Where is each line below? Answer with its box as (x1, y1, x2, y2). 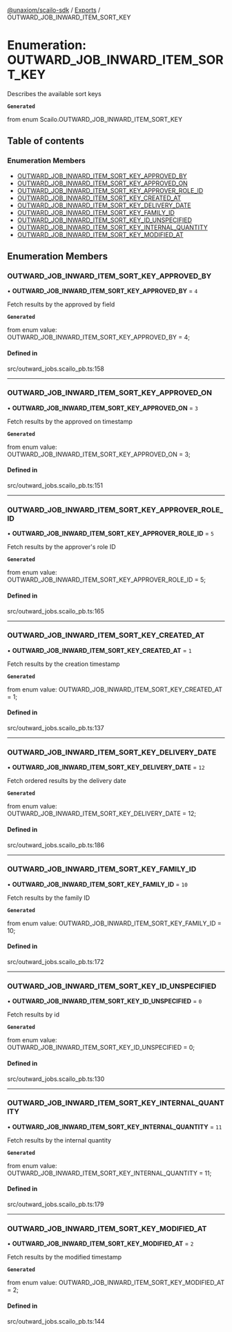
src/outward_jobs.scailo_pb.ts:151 (7, 481, 104, 490)
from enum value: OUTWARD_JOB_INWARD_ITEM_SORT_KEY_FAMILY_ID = (7, 919, 222, 927)
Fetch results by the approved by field (7, 300, 115, 308)
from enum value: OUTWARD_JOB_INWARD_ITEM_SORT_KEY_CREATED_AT (7, 685, 223, 694)
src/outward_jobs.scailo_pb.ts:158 (7, 364, 105, 373)
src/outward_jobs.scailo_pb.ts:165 (7, 607, 105, 615)
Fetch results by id (7, 1010, 60, 1019)
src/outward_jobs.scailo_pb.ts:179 (7, 1200, 104, 1209)
